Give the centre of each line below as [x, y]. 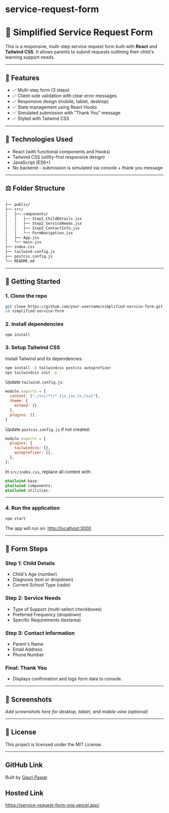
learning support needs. [30, 57]
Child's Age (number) [35, 574]
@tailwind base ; [22, 481]
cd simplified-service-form [35, 311]
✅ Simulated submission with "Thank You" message [66, 113]
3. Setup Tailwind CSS [33, 347]
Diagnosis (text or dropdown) [43, 579]
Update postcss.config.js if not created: [48, 429]
